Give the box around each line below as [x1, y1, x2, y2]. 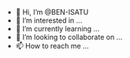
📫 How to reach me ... [15, 42, 89, 50]
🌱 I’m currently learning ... [15, 24, 100, 33]
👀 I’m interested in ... [15, 16, 83, 25]
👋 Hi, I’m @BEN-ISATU [15, 8, 89, 16]
